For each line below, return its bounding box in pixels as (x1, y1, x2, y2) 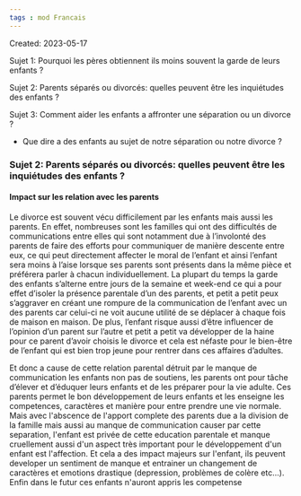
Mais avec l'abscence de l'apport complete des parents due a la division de (9, 410, 289, 421)
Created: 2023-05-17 (9, 38, 88, 48)
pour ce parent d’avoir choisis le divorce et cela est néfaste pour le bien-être (9, 335, 293, 346)
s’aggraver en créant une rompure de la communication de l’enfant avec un (9, 297, 288, 308)
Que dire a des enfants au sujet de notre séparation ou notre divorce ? (22, 135, 283, 146)
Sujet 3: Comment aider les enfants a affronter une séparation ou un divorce (9, 109, 292, 119)
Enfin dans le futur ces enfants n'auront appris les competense (9, 476, 243, 487)
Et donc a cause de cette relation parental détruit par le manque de (9, 362, 258, 373)
